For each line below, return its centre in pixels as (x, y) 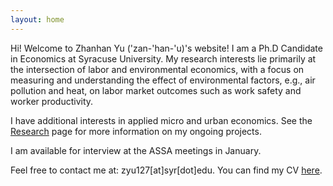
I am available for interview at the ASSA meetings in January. (136, 150)
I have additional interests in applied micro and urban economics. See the (161, 120)
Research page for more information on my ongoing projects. (136, 131)
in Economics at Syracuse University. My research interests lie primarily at (163, 58)
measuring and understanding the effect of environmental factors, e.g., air (163, 80)
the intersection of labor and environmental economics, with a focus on (157, 69)
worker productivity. (52, 101)
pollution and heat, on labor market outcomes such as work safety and (156, 90)
